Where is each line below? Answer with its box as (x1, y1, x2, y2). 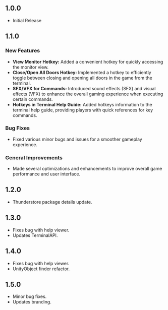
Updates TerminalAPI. (12, 232, 58, 238)
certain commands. (12, 96, 53, 102)
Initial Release (12, 17, 42, 23)
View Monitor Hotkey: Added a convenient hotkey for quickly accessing (12, 58, 163, 65)
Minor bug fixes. (12, 293, 47, 299)
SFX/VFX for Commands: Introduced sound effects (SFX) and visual (12, 85, 156, 91)
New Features (5, 47, 40, 54)
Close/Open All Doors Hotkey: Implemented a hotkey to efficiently (12, 69, 151, 75)
